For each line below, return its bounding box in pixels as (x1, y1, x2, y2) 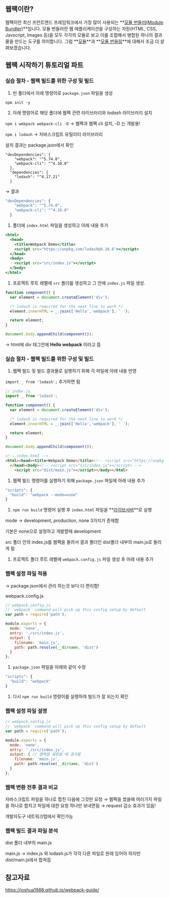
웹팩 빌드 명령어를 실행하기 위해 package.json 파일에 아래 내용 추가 (12, 477, 145, 483)
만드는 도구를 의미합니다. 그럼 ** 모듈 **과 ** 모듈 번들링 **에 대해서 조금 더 (14, 38, 159, 44)
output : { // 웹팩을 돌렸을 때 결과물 (10, 752, 81, 757)
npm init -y (5, 100, 30, 105)
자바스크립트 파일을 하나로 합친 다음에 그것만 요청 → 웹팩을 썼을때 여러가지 (5, 796, 153, 803)
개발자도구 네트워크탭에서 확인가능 (5, 813, 73, 819)
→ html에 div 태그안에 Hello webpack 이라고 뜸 (5, 341, 101, 348)
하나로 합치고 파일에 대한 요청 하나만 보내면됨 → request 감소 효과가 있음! (10, 803, 156, 809)
